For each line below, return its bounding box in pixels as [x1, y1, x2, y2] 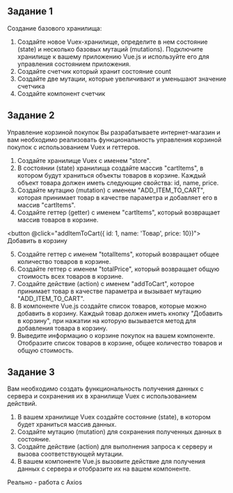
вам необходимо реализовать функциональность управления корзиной [7, 135, 222, 143]
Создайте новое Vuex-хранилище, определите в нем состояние [17, 38, 208, 46]
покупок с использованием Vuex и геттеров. [7, 143, 140, 151]
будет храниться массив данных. [17, 421, 117, 429]
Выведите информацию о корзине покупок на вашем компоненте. [17, 331, 216, 340]
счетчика [17, 81, 45, 90]
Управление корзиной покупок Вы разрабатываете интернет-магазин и [7, 128, 220, 136]
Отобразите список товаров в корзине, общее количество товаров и [17, 338, 223, 347]
